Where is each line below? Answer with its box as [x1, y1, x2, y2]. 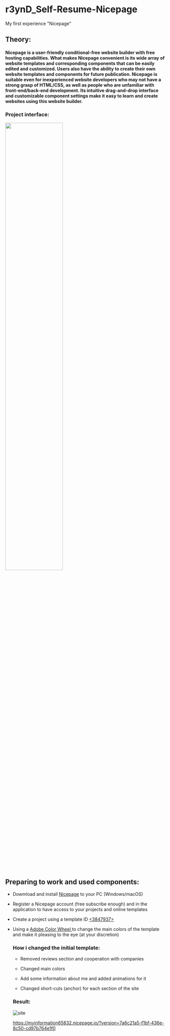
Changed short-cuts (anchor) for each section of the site [20, 986, 139, 992]
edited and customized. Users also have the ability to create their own [5, 65, 156, 72]
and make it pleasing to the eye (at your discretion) [12, 931, 119, 938]
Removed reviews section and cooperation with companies [20, 956, 144, 962]
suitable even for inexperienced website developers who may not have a [5, 76, 161, 83]
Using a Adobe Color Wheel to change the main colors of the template [12, 926, 160, 933]
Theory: [5, 35, 31, 44]
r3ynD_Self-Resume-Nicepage [5, 4, 138, 15]
